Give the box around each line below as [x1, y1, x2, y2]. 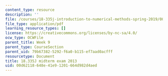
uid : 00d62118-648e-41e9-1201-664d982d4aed [5, 63, 97, 68]
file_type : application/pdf [5, 21, 64, 26]
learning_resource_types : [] [5, 26, 66, 31]
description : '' [5, 12, 39, 17]
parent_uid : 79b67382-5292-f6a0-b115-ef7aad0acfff [5, 49, 113, 54]
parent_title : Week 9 [5, 40, 50, 45]
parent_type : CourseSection [5, 44, 64, 49]
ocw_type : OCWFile [5, 35, 43, 40]
